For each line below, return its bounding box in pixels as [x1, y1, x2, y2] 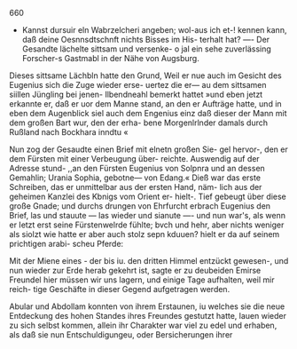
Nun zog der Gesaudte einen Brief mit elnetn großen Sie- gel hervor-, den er [9, 144, 288, 155]
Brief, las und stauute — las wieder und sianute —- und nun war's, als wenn [9, 210, 286, 220]
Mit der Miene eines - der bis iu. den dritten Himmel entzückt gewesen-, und [9, 256, 289, 266]
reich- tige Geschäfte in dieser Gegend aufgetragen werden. [9, 284, 231, 294]
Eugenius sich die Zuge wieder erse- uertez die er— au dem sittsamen [9, 80, 268, 90]
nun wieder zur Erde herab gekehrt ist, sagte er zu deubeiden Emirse [9, 266, 262, 275]
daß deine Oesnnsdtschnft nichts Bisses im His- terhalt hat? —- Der [21, 35, 270, 44]
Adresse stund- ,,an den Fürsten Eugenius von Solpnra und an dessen [9, 163, 266, 173]
